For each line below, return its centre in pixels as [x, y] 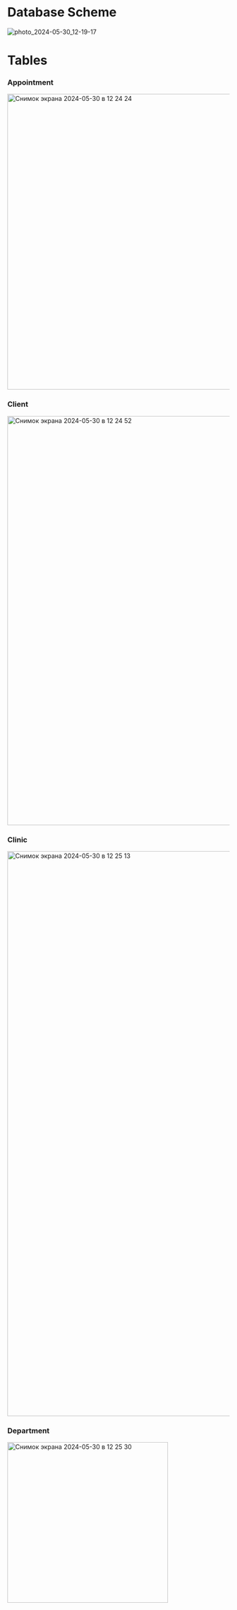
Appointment [31, 83]
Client [18, 405]
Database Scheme [62, 12]
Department [29, 1431]
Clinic [18, 840]
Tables [28, 60]
